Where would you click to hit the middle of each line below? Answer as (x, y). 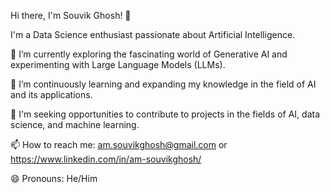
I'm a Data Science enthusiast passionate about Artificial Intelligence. (153, 34)
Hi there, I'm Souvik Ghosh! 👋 (71, 15)
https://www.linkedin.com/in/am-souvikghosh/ (106, 159)
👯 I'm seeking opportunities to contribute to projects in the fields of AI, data (165, 114)
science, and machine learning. (75, 124)
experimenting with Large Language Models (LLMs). (118, 64)
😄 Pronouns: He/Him (54, 178)
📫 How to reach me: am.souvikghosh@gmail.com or (119, 144)
